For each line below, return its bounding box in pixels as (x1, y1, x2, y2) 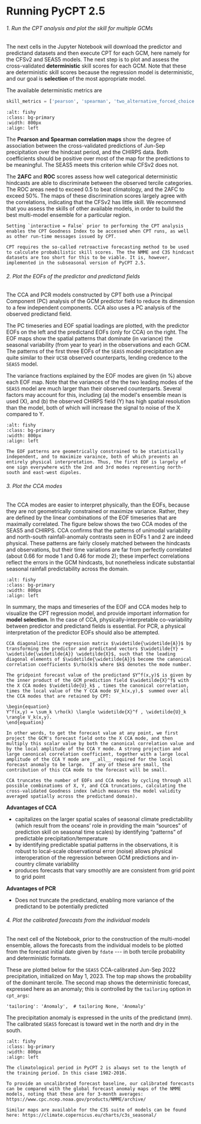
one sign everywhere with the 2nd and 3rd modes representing (6, 464, 165, 470)
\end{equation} (6, 719, 44, 725)
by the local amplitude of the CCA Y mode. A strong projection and (6, 746, 181, 752)
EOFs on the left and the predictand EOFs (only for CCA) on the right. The (6, 328, 188, 336)
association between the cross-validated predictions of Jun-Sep (6, 142, 166, 149)
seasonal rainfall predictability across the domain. (6, 565, 129, 572)
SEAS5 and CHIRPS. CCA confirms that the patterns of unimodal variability (6, 526, 191, 534)
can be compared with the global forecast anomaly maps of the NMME (6, 1085, 181, 1091)
